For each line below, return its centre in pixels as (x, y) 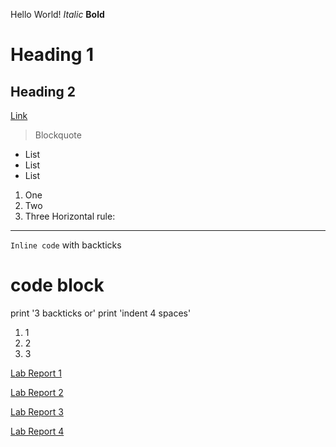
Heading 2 (43, 91)
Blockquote (58, 135)
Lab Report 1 (36, 373)
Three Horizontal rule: (70, 216)
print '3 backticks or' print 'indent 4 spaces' (101, 313)
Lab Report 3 (37, 411)
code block (57, 285)
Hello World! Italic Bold (57, 14)
